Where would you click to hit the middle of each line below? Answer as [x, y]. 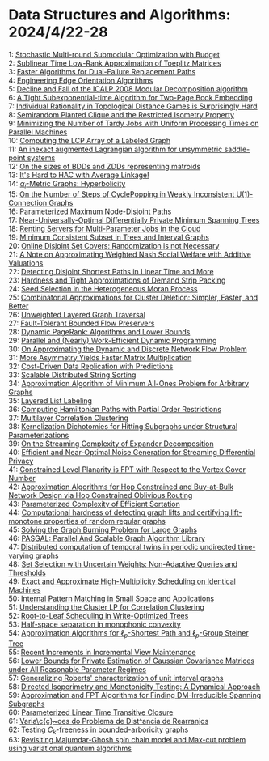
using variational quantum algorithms [70, 748]
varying [21, 555]
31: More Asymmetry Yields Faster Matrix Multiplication [100, 357]
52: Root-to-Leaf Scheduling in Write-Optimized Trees [99, 615]
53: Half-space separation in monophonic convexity [95, 624]
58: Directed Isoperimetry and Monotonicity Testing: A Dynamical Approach [134, 687]
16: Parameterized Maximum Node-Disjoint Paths [90, 211]
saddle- [237, 149]
